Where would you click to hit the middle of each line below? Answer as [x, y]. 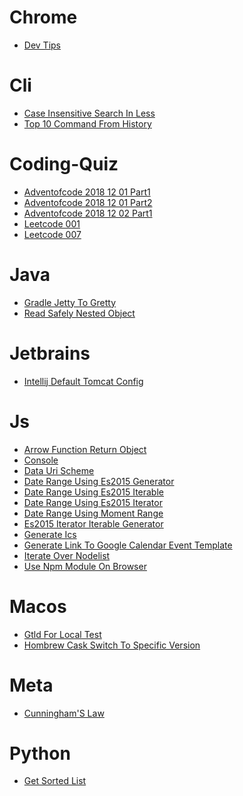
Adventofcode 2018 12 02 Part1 [88, 213]
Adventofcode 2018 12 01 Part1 [87, 192]
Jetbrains [50, 353]
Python [40, 753]
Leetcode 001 [52, 223]
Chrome [43, 17]
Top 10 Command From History [87, 123]
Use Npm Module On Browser [85, 566]
